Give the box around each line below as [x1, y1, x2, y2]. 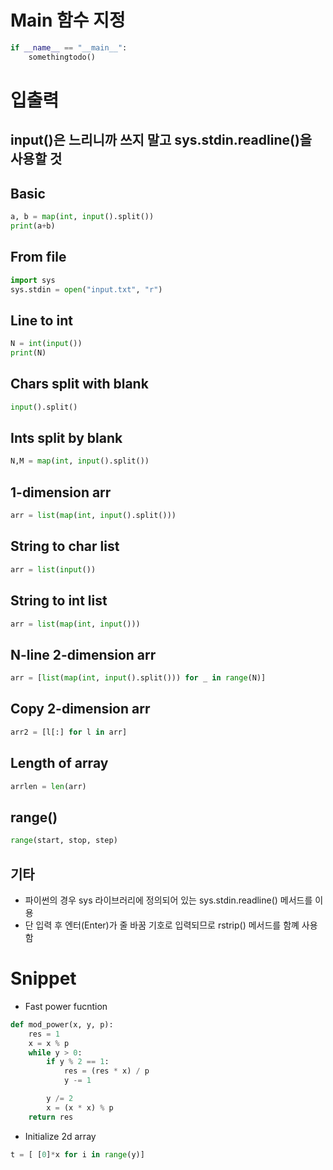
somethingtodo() [28, 52, 97, 62]
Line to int [10, 312, 73, 329]
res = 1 [28, 1029, 60, 1039]
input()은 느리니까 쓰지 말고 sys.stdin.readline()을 [10, 132, 313, 149]
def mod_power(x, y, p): [10, 1019, 114, 1030]
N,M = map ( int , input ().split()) [10, 456, 150, 466]
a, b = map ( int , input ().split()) [10, 212, 155, 222]
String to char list [10, 538, 120, 555]
